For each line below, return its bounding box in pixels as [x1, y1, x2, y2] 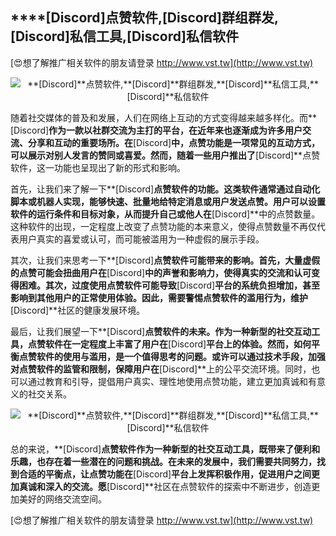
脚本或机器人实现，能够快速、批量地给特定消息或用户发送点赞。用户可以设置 [10, 195, 326, 207]
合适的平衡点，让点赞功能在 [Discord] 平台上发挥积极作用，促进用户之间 [18, 468, 312, 480]
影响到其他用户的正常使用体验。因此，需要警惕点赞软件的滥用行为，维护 [10, 291, 308, 303]
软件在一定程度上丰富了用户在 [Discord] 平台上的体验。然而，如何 [44, 338, 312, 350]
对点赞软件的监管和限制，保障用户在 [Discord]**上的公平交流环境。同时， [10, 363, 312, 375]
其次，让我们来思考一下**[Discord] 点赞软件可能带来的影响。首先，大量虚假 [10, 254, 321, 266]
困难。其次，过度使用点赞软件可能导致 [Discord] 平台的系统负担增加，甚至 [18, 279, 321, 291]
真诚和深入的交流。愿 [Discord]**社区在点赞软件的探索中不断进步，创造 [18, 480, 312, 492]
